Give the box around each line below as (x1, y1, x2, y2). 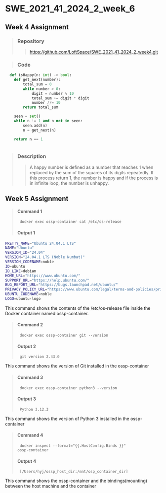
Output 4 (17, 458, 36, 464)
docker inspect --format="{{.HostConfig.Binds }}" (19, 443, 126, 448)
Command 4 (17, 432, 43, 438)
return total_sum (23, 105, 58, 110)
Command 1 (17, 208, 42, 214)
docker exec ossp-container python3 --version (19, 385, 117, 390)
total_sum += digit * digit (31, 95, 90, 101)
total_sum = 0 (23, 81, 52, 87)
